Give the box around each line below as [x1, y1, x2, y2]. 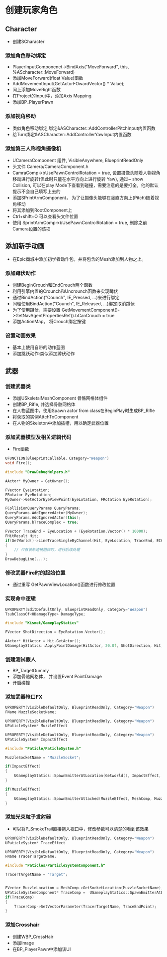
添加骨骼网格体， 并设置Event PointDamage [12, 674, 102, 680]
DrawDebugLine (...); [5, 557, 48, 562]
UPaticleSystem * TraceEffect [5, 840, 66, 845]
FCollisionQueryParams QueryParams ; [5, 506, 81, 511]
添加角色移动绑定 [5, 52, 46, 59]
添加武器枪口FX [5, 694, 43, 701]
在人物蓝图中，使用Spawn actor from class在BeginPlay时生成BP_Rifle [12, 407, 155, 413]
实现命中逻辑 [5, 595, 36, 602]
